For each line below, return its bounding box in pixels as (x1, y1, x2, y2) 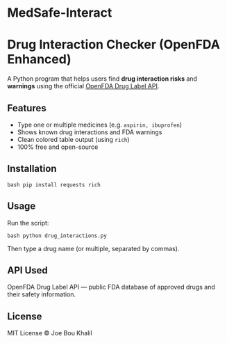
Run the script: (7, 218, 49, 227)
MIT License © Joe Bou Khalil (7, 329, 92, 337)
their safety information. (7, 290, 76, 298)
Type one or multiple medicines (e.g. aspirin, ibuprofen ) (17, 120, 183, 129)
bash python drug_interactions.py (7, 232, 108, 239)
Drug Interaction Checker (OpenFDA (7, 37, 221, 53)
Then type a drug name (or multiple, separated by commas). (7, 244, 180, 253)
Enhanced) (7, 51, 72, 67)
